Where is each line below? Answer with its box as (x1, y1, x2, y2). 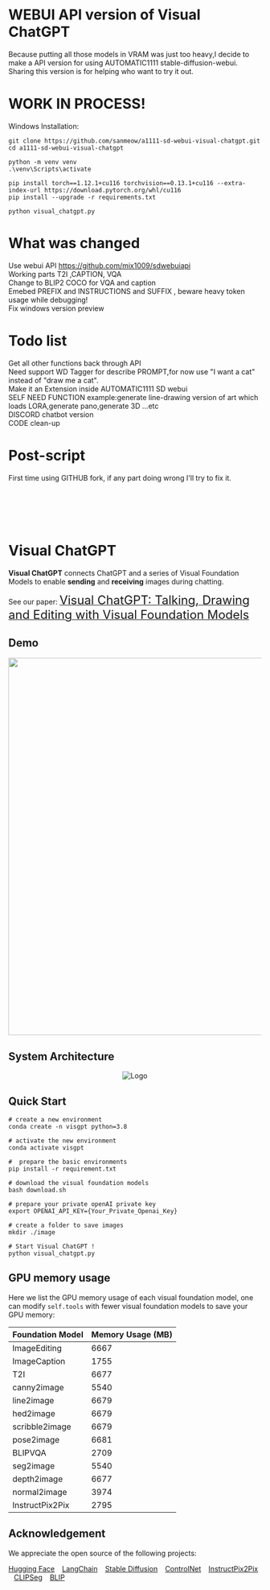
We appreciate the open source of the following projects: (8, 1548, 197, 1558)
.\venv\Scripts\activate (8, 165, 92, 173)
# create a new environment (8, 1116, 103, 1124)
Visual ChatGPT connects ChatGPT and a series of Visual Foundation (8, 568, 239, 577)
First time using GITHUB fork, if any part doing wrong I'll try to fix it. (8, 473, 231, 482)
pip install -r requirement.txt (8, 1165, 117, 1173)
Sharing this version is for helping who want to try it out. (8, 66, 194, 76)
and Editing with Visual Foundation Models (8, 606, 250, 622)
